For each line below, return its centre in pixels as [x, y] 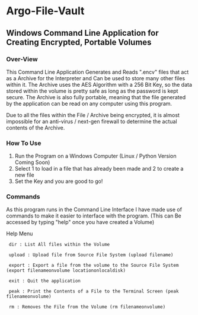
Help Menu [20, 234]
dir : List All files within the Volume [59, 245]
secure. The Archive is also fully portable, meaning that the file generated [96, 97]
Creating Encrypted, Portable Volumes [79, 42]
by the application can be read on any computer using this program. [89, 103]
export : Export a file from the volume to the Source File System [94, 266]
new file [24, 175]
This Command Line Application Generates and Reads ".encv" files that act [98, 72]
